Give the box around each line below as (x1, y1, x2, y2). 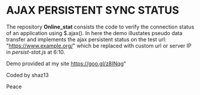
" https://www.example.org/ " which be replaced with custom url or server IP (6, 42, 192, 49)
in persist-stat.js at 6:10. (6, 48, 66, 55)
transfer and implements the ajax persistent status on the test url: (6, 36, 167, 43)
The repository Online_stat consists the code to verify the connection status (6, 23, 195, 30)
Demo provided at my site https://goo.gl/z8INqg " (6, 60, 127, 67)
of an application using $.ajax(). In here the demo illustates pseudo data (6, 29, 183, 36)
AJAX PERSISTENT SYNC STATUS (6, 4, 179, 17)
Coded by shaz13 (6, 71, 49, 78)
